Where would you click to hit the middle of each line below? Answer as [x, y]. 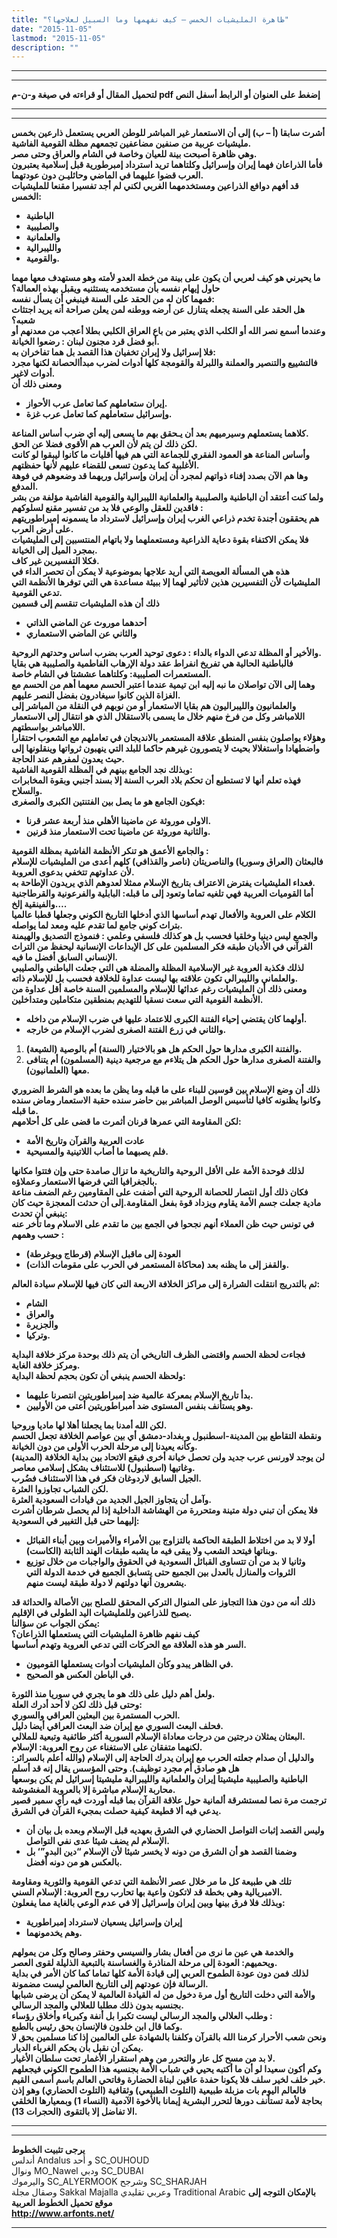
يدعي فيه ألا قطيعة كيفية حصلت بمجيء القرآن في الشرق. [116, 1811]
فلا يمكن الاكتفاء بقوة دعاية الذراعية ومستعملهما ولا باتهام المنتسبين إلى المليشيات [160, 540]
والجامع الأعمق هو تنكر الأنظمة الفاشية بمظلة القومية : [110, 851]
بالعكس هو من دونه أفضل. [74, 1862]
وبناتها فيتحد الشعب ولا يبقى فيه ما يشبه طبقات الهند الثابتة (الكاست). [151, 1551]
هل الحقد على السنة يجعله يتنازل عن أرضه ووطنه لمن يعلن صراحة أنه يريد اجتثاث [158, 310]
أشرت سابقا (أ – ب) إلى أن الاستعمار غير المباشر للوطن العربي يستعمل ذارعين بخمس [168, 133]
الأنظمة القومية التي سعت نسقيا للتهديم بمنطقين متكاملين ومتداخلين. [137, 1000]
